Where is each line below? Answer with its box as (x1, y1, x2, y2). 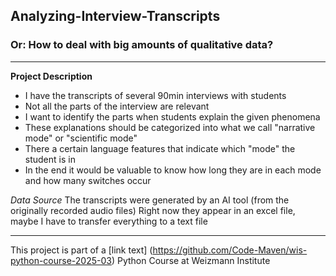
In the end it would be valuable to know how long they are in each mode (24, 164, 322, 176)
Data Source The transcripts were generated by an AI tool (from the (10, 194, 290, 206)
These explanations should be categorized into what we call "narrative (24, 121, 316, 133)
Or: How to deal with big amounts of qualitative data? (10, 38, 274, 52)
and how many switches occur (24, 174, 152, 186)
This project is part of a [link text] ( (10, 244, 153, 256)
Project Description (10, 70, 93, 82)
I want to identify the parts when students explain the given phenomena (24, 110, 321, 123)
